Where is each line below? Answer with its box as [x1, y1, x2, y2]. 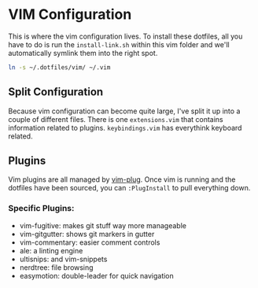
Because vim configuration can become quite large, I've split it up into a [8, 106, 241, 116]
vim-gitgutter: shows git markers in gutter [19, 229, 155, 238]
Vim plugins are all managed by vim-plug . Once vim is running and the [8, 175, 236, 184]
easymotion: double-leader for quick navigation [19, 271, 175, 280]
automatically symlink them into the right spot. [8, 48, 158, 57]
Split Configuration [8, 85, 104, 99]
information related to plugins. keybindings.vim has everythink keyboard [8, 123, 242, 132]
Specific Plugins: [8, 203, 75, 214]
